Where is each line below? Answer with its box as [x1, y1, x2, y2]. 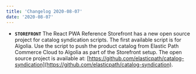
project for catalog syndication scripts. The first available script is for [14, 36, 182, 43]
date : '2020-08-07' [6, 14, 54, 20]
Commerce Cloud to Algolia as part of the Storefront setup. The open [14, 48, 182, 55]
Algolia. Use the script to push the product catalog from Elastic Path [14, 42, 179, 50]
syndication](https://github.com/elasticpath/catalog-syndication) [14, 61, 172, 68]
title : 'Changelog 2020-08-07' [6, 8, 83, 15]
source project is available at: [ [14, 55, 89, 62]
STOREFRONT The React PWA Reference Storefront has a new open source [14, 30, 191, 37]
